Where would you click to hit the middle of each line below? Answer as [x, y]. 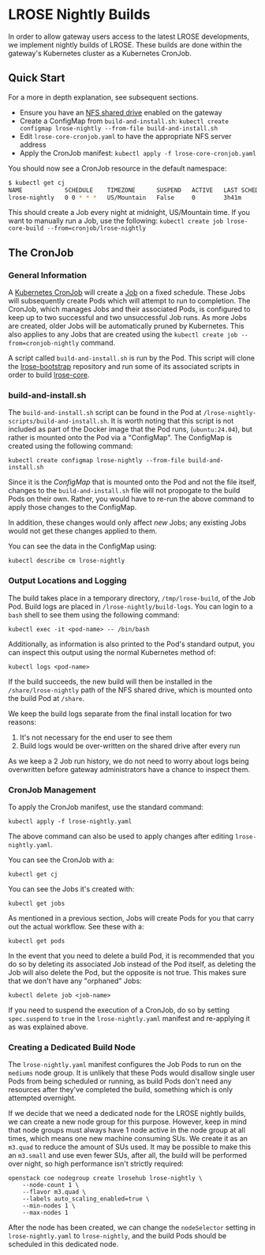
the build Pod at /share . [47, 698]
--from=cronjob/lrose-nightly [97, 228]
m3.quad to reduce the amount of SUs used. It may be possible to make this [130, 1147]
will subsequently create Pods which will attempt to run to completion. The [129, 301]
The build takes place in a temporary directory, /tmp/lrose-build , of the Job [132, 597]
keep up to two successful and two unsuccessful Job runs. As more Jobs [127, 318]
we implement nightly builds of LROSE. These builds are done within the [125, 44]
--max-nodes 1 [45, 1213]
